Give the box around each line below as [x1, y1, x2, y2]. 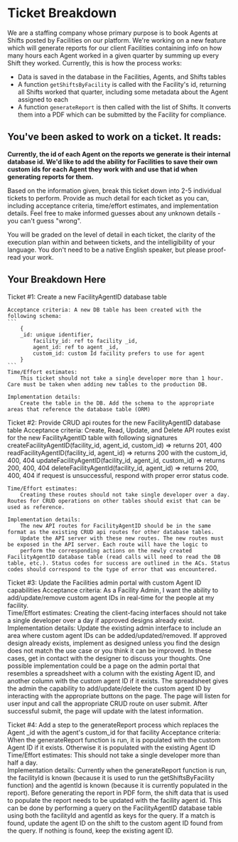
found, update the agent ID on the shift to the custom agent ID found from [7, 819, 223, 827]
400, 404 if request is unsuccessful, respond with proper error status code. [7, 471, 229, 479]
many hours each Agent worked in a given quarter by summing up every [7, 51, 219, 60]
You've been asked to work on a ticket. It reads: [7, 131, 222, 143]
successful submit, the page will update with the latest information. [7, 706, 204, 715]
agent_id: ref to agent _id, [33, 343, 119, 351]
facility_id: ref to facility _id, [33, 337, 139, 344]
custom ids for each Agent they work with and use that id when [7, 165, 198, 174]
